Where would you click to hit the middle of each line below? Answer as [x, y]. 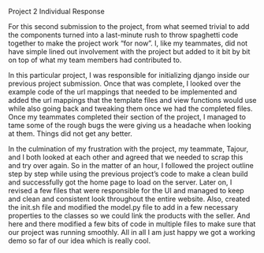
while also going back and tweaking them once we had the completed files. [130, 108]
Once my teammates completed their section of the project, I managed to [127, 117]
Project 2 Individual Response [56, 11]
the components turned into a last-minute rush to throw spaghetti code [123, 35]
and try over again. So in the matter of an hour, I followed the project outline [131, 165]
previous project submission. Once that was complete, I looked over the [125, 83]
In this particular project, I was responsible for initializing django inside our [129, 75]
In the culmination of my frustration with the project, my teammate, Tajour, [128, 149]
